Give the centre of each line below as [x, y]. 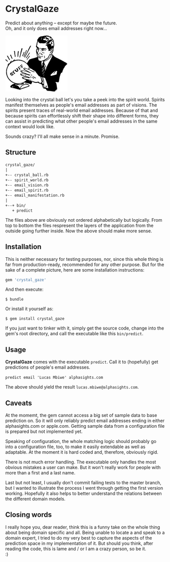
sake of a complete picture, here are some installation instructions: [75, 270]
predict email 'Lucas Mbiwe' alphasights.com [54, 378]
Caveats [19, 403]
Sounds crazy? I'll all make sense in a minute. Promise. [62, 136]
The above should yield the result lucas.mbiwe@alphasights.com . [72, 387]
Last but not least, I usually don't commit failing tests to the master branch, [83, 483]
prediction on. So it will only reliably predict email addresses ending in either [85, 421]
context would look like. [30, 126]
